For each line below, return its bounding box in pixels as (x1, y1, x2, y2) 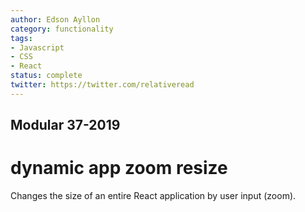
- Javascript (10, 42, 65, 53)
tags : (10, 33, 33, 43)
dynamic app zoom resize (10, 157, 228, 180)
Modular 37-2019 (10, 117, 121, 134)
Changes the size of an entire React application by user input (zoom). (10, 190, 297, 202)
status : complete (10, 71, 83, 81)
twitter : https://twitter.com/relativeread (10, 80, 195, 90)
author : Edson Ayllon (10, 14, 101, 25)
